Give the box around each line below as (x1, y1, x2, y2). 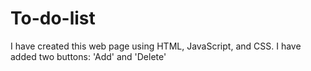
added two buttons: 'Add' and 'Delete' (10, 50, 167, 62)
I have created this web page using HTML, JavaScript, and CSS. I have (10, 40, 302, 52)
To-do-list (10, 7, 96, 30)
